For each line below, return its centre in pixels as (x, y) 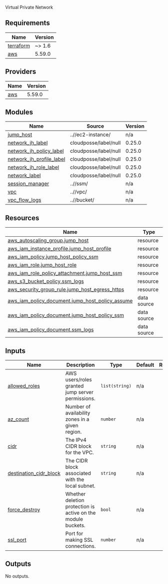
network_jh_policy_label (36, 151)
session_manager (28, 184)
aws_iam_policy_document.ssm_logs (51, 330)
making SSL (79, 540)
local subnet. (80, 486)
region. (73, 432)
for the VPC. (79, 453)
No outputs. (17, 576)
